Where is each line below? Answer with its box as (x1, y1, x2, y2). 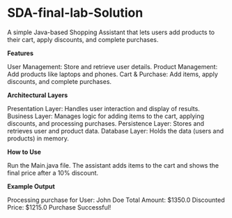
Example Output (7, 182, 56, 190)
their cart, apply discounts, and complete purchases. (7, 35, 159, 43)
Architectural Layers (7, 91, 68, 99)
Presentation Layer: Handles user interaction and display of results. (7, 104, 200, 112)
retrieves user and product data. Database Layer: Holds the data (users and (7, 126, 224, 135)
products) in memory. (7, 134, 70, 143)
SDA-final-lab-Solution (7, 5, 144, 21)
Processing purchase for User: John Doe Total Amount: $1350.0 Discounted (7, 196, 225, 204)
